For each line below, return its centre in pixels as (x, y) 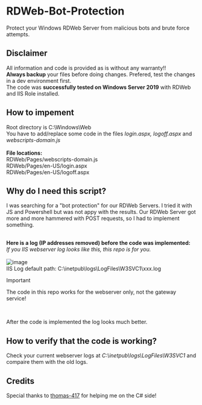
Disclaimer (27, 53)
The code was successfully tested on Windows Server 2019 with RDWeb (99, 87)
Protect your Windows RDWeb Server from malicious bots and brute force (98, 28)
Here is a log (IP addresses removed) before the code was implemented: (99, 243)
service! (16, 299)
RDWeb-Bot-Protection (65, 11)
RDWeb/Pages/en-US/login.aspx (47, 166)
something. (20, 225)
